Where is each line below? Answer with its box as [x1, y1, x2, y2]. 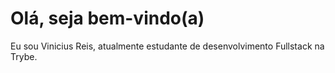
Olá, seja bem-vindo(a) [10, 7, 205, 30]
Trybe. [10, 50, 38, 62]
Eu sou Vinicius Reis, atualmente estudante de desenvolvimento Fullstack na [10, 40, 325, 52]
